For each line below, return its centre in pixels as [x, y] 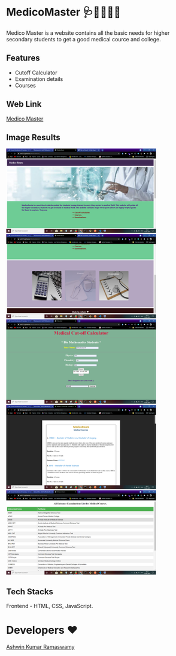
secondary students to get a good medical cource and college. [84, 39]
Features [23, 58]
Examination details [39, 79]
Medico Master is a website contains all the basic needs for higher [88, 33]
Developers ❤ [42, 630]
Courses [25, 85]
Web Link [24, 104]
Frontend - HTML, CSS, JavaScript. [50, 606]
